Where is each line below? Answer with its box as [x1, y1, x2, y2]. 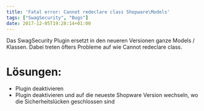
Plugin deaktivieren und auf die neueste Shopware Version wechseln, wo [15, 91, 199, 99]
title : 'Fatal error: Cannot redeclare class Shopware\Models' [6, 9, 171, 15]
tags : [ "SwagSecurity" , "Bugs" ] [6, 15, 88, 21]
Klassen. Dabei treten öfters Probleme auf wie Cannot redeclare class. [6, 43, 183, 51]
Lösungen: [6, 65, 62, 79]
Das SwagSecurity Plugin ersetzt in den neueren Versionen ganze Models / [6, 37, 195, 45]
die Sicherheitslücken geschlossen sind [15, 98, 115, 106]
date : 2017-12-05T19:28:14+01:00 [6, 20, 91, 26]
